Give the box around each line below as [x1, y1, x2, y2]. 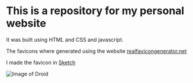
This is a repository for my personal [6, 4, 185, 18]
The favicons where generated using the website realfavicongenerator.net [6, 47, 187, 54]
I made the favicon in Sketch [6, 59, 76, 66]
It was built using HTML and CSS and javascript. [6, 36, 124, 43]
